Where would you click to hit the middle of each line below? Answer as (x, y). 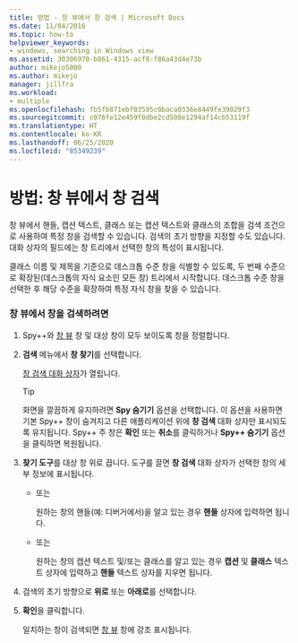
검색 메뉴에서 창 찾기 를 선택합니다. (82, 354)
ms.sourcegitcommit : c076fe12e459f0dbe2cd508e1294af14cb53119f (130, 117)
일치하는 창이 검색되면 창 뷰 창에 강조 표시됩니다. (107, 630)
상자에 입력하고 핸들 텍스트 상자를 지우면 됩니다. (129, 572)
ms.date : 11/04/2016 (48, 26)
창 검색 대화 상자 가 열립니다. (71, 373)
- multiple (30, 101)
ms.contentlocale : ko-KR (55, 135)
